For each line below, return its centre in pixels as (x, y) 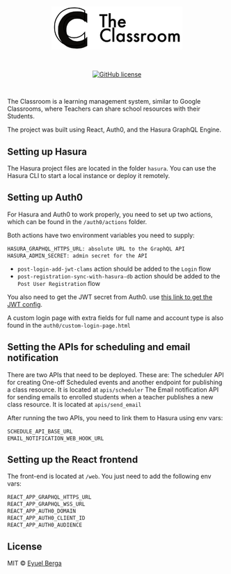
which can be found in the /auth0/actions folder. (77, 221)
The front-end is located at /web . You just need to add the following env (109, 477)
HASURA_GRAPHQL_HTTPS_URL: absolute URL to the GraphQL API (96, 249)
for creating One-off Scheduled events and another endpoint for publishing (115, 382)
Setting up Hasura (47, 151)
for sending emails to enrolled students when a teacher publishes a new (110, 397)
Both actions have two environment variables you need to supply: (101, 235)
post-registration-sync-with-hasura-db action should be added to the (119, 276)
